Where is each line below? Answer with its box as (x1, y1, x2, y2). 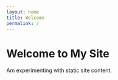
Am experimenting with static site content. (6, 67, 113, 74)
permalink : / (6, 20, 40, 26)
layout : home (6, 9, 40, 15)
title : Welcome (6, 15, 45, 21)
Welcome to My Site (6, 46, 109, 60)
